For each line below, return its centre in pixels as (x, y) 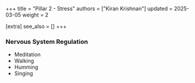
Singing (23, 74)
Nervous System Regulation (47, 41)
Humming (26, 67)
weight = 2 (35, 15)
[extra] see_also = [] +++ (36, 26)
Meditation (27, 55)
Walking (24, 61)
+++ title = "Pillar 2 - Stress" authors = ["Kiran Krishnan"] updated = (89, 9)
